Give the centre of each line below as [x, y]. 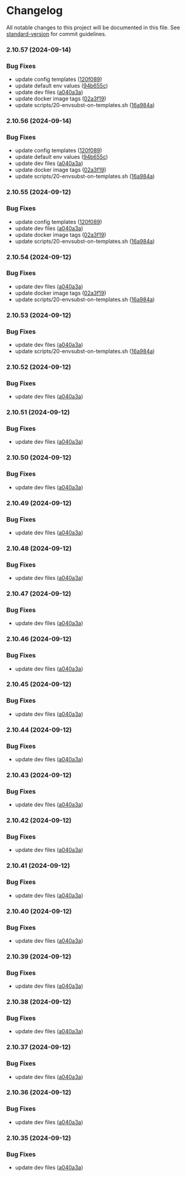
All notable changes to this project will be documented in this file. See [93, 27]
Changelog [35, 11]
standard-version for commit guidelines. [56, 33]
